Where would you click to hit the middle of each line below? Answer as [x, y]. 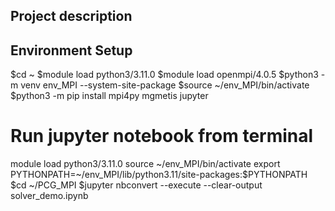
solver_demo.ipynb [49, 196]
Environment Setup [71, 50]
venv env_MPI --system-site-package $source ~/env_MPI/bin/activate [165, 85]
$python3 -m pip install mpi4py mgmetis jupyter [109, 96]
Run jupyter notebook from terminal [162, 136]
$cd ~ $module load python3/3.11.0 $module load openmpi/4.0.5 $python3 [164, 75]
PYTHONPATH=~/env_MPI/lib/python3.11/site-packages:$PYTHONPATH [159, 175]
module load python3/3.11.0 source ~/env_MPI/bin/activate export [145, 164]
